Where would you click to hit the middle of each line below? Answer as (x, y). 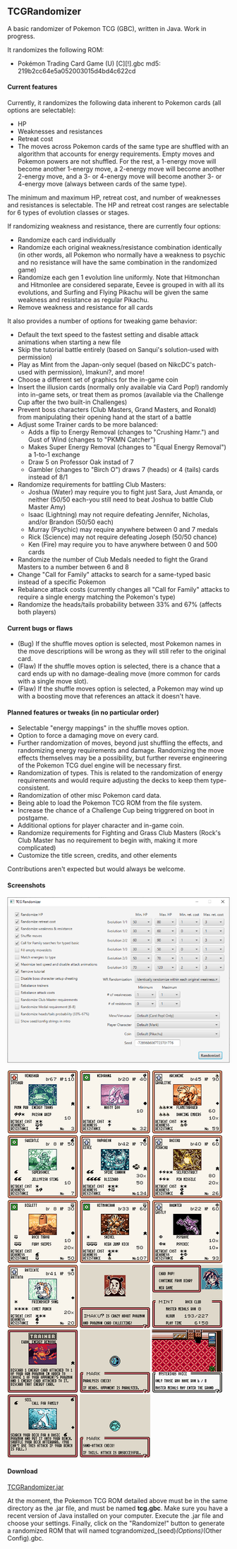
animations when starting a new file (69, 342)
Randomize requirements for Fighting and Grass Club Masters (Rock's (119, 833)
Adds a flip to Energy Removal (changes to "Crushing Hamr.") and (123, 432)
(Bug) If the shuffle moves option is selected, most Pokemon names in (119, 644)
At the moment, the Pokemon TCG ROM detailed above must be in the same (117, 1500)
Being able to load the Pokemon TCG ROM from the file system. (110, 803)
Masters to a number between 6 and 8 (73, 567)
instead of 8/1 (48, 477)
